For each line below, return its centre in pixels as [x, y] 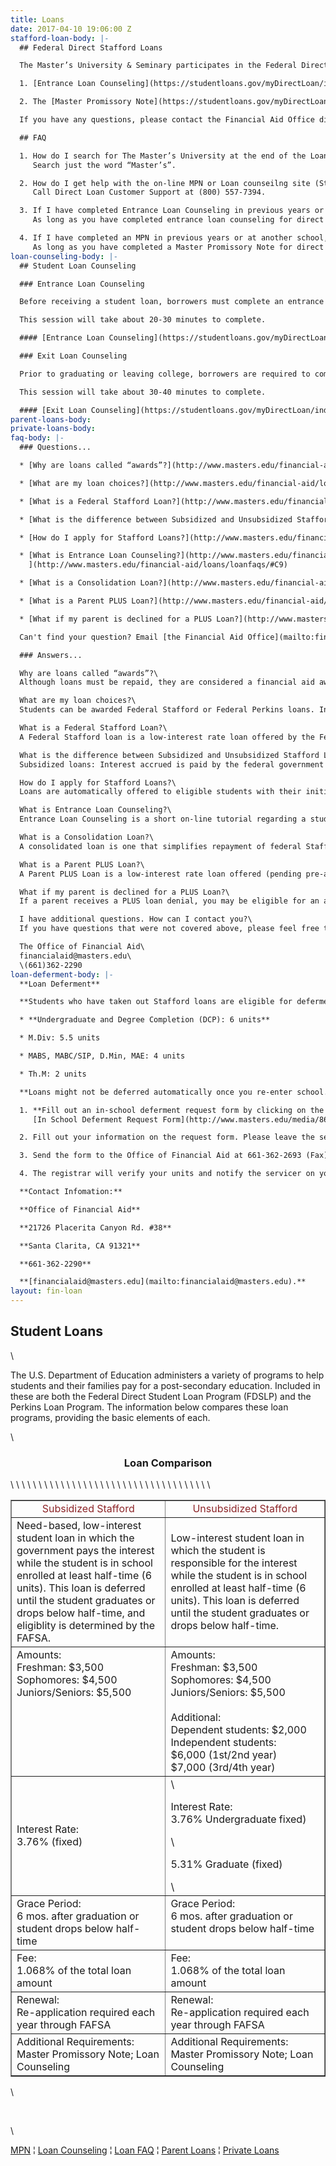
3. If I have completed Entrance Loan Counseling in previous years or [172, 211]
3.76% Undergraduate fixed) [238, 1819]
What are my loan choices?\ [78, 701]
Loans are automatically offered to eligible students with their [160, 792]
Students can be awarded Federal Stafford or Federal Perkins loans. [167, 710]
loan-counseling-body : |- [64, 256]
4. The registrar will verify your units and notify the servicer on [167, 1174]
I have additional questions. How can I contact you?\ [136, 919]
